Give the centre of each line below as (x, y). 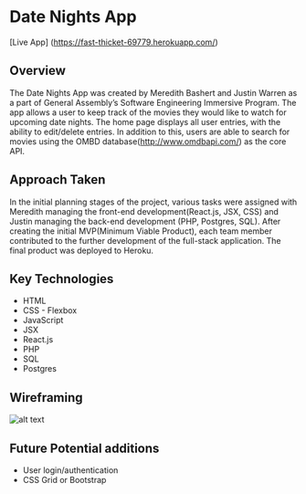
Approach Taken (58, 180)
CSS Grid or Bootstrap (64, 480)
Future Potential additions (84, 448)
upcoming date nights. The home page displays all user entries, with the (145, 121)
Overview (38, 71)
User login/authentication (70, 470)
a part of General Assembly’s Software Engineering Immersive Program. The (153, 102)
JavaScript (43, 321)
